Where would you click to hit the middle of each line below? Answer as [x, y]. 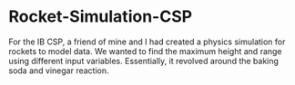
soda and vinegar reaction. [59, 71]
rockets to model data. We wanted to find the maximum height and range [146, 51]
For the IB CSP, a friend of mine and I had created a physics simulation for [147, 42]
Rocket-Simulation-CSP [101, 17]
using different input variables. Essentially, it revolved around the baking [144, 61]
